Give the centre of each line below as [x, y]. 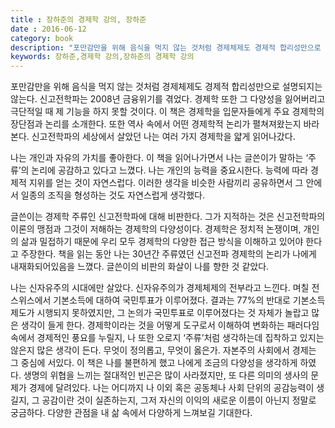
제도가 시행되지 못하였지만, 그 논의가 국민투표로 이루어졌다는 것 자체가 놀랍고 [160, 313]
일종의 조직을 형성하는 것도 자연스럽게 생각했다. [113, 195]
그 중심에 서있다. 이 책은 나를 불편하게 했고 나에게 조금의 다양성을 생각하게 [154, 363]
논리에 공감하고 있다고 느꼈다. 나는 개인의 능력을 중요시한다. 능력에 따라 [170, 170]
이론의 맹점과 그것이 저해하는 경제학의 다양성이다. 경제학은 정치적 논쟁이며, [156, 229]
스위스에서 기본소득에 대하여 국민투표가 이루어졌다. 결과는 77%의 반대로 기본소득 [168, 300]
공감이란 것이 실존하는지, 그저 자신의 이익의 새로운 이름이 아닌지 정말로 [179, 400]
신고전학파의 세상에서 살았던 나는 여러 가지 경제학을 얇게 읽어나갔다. [163, 137]
